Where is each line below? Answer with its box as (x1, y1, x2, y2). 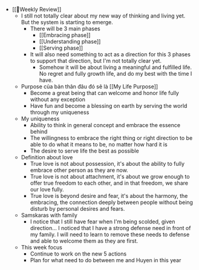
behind (30, 128, 48, 135)
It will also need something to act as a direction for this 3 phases (30, 51, 191, 58)
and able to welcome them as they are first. (30, 237, 139, 245)
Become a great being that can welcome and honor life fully (30, 90, 180, 96)
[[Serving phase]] (39, 44, 83, 51)
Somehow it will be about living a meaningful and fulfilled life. (39, 64, 192, 71)
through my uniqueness (30, 109, 90, 116)
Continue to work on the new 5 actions (30, 250, 127, 257)
